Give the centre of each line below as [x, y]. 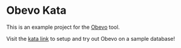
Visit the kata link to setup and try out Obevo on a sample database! [91, 38]
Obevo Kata [36, 10]
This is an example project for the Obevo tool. [63, 27]
